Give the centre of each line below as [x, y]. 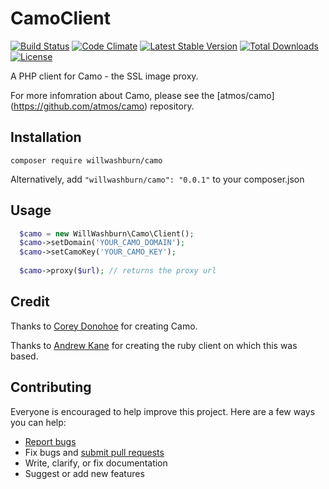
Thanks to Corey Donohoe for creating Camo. [104, 326]
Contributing [51, 387]
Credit [30, 302]
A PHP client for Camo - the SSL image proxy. [104, 76]
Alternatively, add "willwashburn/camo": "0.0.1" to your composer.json [157, 179]
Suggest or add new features [84, 473]
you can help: [38, 422]
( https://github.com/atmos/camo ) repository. [102, 106]
